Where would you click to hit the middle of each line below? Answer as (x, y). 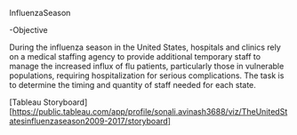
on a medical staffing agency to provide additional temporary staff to (135, 56)
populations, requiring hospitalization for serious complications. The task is (147, 75)
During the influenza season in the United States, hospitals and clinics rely (145, 47)
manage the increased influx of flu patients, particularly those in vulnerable (147, 66)
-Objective (28, 30)
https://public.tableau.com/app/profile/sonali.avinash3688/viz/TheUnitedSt (150, 111)
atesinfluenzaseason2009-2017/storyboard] (90, 121)
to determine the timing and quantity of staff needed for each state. (132, 85)
